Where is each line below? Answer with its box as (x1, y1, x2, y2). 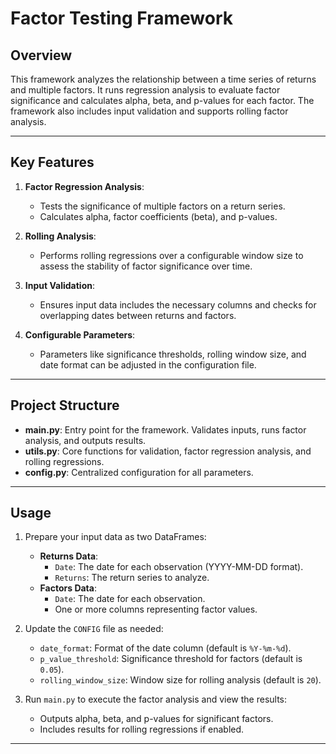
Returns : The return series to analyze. (54, 572, 210, 584)
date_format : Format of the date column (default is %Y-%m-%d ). (39, 642, 292, 654)
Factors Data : (39, 582, 97, 594)
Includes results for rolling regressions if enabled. (39, 723, 245, 736)
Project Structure (10, 397, 120, 414)
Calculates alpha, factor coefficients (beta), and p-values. (39, 210, 278, 222)
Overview (10, 47, 73, 64)
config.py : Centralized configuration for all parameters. (24, 466, 254, 478)
